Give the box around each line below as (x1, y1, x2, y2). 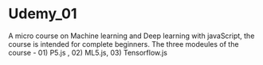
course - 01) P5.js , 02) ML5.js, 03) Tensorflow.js (8, 48, 167, 57)
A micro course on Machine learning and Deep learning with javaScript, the (8, 31, 255, 40)
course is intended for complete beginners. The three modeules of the (8, 39, 239, 48)
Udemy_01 (8, 5, 77, 23)
